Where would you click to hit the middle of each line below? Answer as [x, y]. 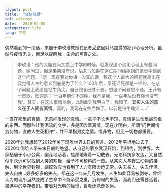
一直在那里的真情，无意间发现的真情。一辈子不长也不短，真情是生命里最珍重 [83, 119]
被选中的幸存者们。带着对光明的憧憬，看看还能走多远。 [62, 186]
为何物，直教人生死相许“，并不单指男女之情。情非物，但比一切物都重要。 [80, 131]
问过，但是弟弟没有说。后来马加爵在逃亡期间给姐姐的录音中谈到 [96, 71]
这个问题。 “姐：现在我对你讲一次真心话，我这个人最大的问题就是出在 [88, 77]
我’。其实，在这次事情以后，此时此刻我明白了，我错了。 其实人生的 [85, 102]
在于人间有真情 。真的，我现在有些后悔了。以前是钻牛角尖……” [85, 108]
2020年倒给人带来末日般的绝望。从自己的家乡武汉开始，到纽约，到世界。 [80, 148]
